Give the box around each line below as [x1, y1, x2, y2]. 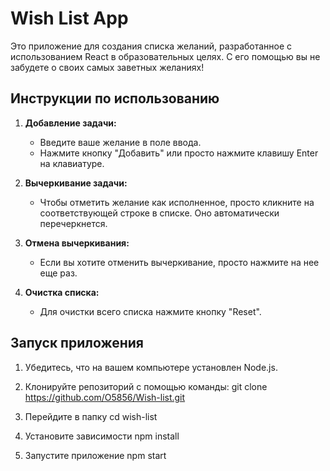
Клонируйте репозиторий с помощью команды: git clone [24, 380, 268, 392]
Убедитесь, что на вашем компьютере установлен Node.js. [24, 361, 278, 373]
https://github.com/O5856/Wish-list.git [24, 391, 186, 403]
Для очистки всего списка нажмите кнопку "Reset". [39, 305, 262, 317]
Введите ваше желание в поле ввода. [39, 136, 202, 148]
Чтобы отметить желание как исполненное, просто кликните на [39, 196, 315, 208]
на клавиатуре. [39, 157, 105, 169]
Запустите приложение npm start [24, 449, 167, 461]
